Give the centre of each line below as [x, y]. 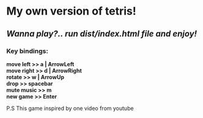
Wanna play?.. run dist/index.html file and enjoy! [102, 34]
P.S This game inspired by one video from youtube [70, 108]
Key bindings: [28, 51]
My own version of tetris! [71, 11]
